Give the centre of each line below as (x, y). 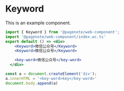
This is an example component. (38, 23)
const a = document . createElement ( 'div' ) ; (51, 74)
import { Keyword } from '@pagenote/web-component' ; (63, 32)
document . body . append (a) (32, 83)
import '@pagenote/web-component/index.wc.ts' (56, 37)
